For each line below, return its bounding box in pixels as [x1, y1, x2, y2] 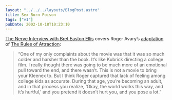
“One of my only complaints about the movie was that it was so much [17, 51, 165, 57]
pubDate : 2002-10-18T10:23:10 [5, 21, 70, 27]
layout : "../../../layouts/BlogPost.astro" [5, 7, 100, 13]
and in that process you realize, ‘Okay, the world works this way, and [17, 84, 163, 90]
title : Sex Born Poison [5, 12, 56, 17]
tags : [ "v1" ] [5, 17, 33, 22]
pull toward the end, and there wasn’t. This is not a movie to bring [17, 67, 157, 73]
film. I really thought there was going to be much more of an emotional [17, 62, 167, 68]
